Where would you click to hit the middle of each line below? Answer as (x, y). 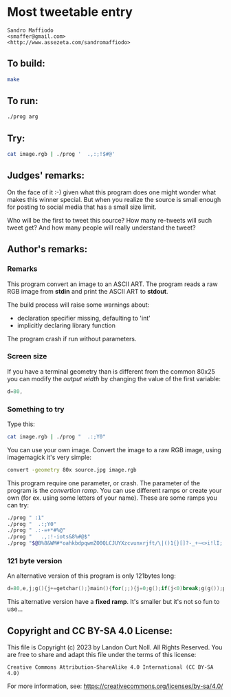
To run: (23, 101)
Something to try (36, 409)
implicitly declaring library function (66, 325)
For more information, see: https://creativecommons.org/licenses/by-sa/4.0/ (115, 686)
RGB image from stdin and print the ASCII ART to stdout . (88, 291)
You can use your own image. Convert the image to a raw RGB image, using (114, 449)
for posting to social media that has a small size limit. (82, 207)
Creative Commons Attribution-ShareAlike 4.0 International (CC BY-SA (110, 667)
